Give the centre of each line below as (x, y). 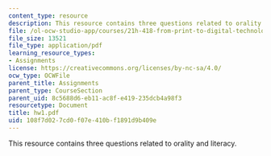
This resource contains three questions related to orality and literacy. (123, 143)
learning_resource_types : (52, 53)
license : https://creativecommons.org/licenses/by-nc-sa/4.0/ (115, 68)
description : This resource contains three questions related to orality (135, 23)
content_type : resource (48, 16)
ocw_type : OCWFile (39, 76)
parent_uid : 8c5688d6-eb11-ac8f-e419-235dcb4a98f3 (95, 98)
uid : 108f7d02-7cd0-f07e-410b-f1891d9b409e (83, 121)
